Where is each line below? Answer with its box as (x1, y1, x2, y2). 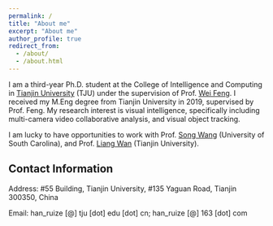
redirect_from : (8, 42, 60, 50)
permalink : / (8, 11, 53, 20)
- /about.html (15, 58, 63, 66)
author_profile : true (8, 34, 82, 43)
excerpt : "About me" (8, 27, 79, 35)
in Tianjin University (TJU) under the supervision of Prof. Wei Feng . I (8, 88, 236, 98)
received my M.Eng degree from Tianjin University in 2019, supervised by (8, 97, 254, 106)
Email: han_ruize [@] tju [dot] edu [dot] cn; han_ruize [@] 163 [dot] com (8, 208, 248, 218)
